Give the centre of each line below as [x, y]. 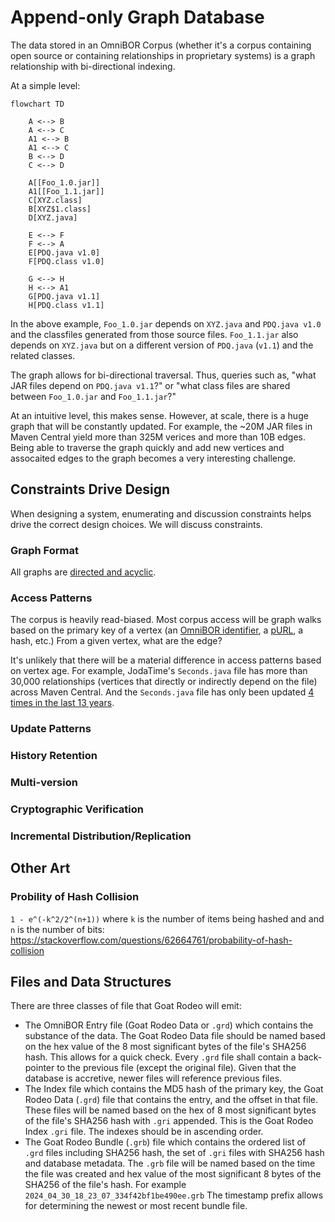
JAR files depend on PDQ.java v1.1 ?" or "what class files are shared [150, 385]
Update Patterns [51, 729]
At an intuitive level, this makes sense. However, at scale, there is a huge [159, 415]
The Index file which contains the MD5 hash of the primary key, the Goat [174, 1089]
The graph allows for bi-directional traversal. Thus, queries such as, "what [163, 375]
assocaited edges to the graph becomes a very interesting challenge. [153, 458]
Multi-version [44, 783]
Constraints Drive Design [90, 489]
